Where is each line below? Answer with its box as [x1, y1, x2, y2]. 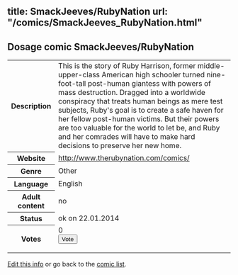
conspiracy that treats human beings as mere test [57, 96, 223, 106]
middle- [197, 61, 225, 71]
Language [13, 179, 49, 189]
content [17, 201, 45, 211]
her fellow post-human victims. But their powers [57, 114, 220, 124]
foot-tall [57, 79, 86, 89]
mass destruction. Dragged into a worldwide [57, 88, 205, 98]
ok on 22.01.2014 [57, 213, 120, 223]
